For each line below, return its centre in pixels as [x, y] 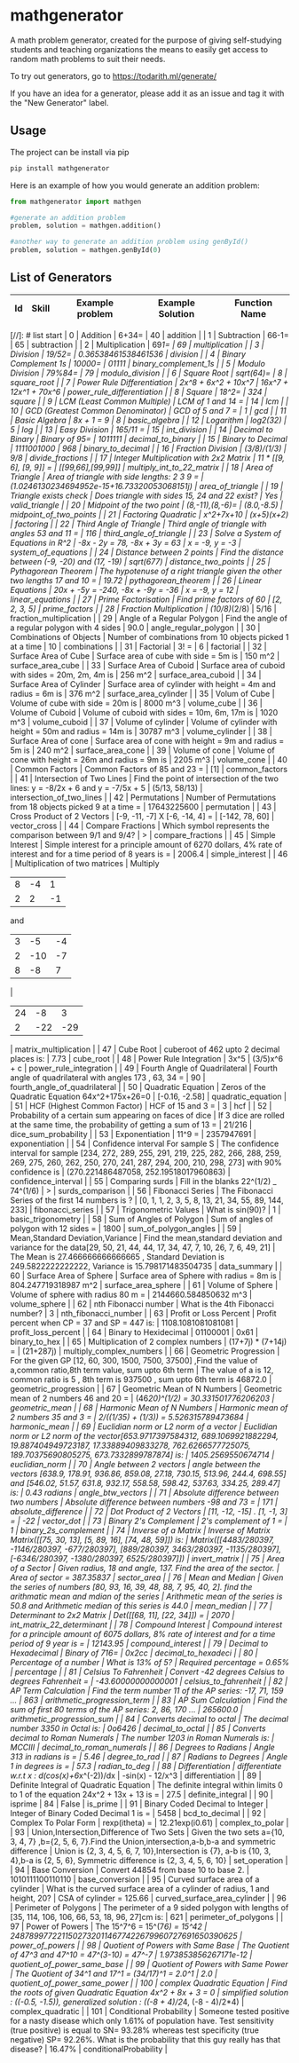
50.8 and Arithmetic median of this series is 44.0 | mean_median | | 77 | [142, 1605]
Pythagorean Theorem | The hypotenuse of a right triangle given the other [146, 571]
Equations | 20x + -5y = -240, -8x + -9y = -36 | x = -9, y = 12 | [124, 589]
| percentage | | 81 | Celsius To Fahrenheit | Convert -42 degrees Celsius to [147, 1672]
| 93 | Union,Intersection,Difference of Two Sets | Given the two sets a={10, [147, 1832]
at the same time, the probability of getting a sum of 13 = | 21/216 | [131, 1125]
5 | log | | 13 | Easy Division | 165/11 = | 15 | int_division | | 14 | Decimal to [142, 429]
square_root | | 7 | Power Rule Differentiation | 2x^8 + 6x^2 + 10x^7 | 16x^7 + [149, 382]
